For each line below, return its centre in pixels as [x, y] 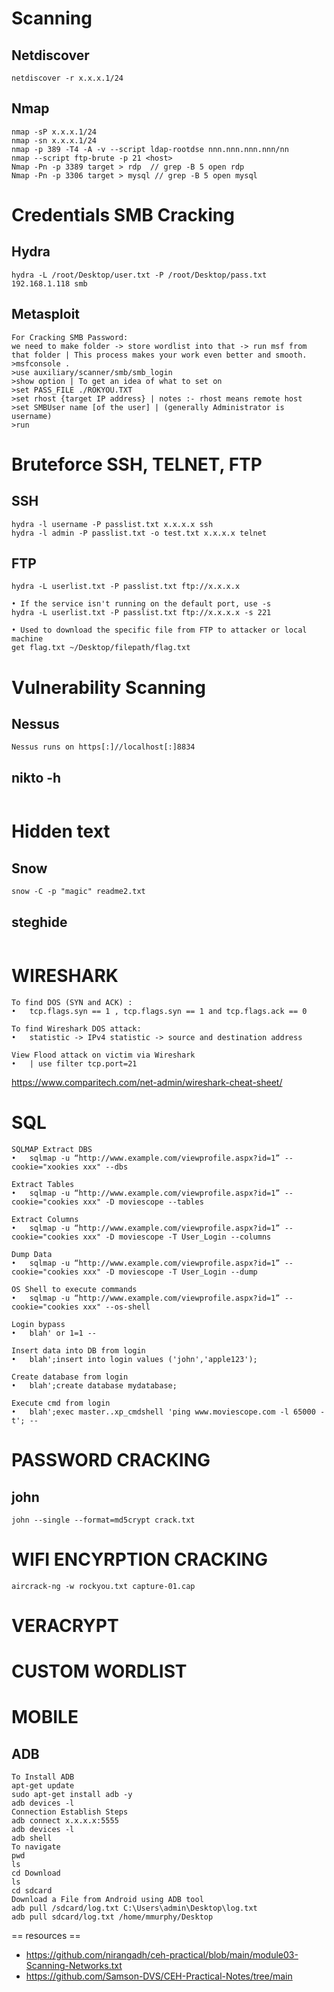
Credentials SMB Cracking [123, 215]
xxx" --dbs [105, 1167]
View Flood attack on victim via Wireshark [103, 1055]
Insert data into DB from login [78, 1350]
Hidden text [61, 831]
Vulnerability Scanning [108, 687]
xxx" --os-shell [116, 1307]
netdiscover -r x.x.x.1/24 [67, 78]
